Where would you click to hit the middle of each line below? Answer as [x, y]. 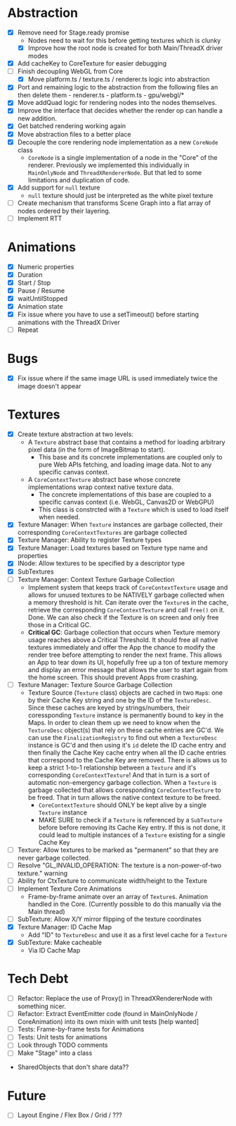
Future [27, 1095]
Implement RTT [40, 218]
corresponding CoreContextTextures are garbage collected [102, 533]
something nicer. [42, 1006]
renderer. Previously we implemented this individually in [109, 165]
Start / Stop [34, 283]
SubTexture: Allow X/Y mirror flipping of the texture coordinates [109, 919]
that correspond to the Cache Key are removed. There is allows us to [127, 760]
